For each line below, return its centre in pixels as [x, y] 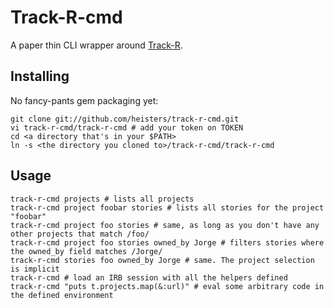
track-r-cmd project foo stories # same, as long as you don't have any [165, 225]
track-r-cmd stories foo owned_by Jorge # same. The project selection [162, 260]
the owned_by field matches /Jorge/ [86, 251]
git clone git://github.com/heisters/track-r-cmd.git [125, 119]
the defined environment [62, 295]
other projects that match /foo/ [80, 234]
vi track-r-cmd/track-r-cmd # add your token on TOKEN [127, 127]
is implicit [35, 269]
